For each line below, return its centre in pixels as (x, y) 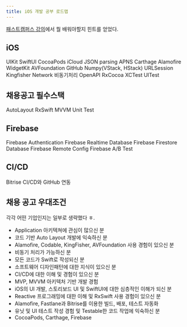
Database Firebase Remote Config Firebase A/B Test (70, 149)
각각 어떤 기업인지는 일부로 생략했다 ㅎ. (51, 217)
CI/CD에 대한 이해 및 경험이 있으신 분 (57, 274)
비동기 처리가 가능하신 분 (43, 252)
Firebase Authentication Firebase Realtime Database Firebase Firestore (92, 143)
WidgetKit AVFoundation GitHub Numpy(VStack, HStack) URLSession (90, 68)
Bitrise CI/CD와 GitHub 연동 (39, 182)
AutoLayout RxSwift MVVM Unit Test (50, 110)
